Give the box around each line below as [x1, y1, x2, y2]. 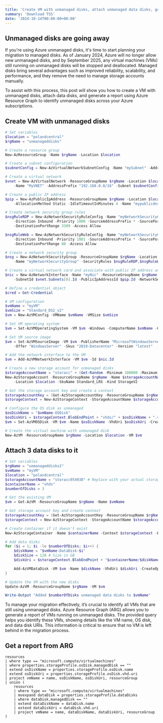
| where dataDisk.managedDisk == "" [14, 697, 88, 702]
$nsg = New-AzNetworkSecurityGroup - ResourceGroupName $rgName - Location [5, 255, 158, 260]
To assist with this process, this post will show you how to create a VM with [5, 88, 156, 93]
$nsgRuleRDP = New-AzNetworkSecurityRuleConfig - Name [5, 214, 116, 219]
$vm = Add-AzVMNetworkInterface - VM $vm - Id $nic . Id [5, 357, 114, 362]
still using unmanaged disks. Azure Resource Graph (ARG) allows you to [5, 607, 149, 613]
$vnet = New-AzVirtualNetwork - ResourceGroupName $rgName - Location [5, 179, 147, 184]
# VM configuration [5, 299, 45, 304]
